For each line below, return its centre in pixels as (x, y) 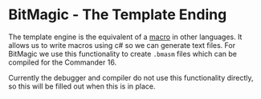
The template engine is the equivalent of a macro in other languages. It (125, 37)
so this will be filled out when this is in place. (82, 86)
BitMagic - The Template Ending (118, 15)
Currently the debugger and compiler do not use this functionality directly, (131, 77)
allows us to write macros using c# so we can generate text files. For (122, 45)
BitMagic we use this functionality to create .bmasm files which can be (123, 53)
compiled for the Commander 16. (63, 62)
